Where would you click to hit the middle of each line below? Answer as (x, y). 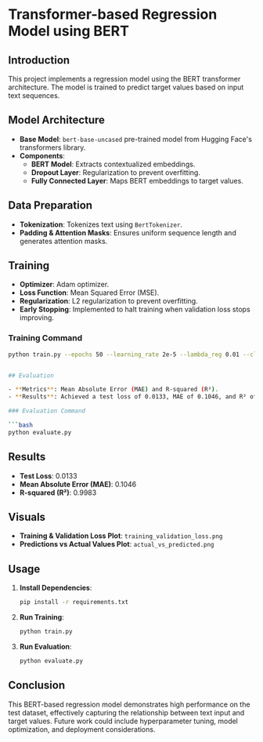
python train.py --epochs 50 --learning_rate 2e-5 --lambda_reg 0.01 (124, 355)
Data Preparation (50, 206)
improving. (37, 318)
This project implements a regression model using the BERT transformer (124, 79)
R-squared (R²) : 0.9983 (58, 493)
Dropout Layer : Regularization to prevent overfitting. (116, 172)
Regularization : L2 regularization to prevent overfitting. (108, 301)
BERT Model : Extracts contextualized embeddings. (113, 164)
